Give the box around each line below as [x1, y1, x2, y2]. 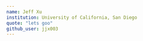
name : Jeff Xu [6, 8, 43, 15]
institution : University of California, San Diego [6, 14, 138, 20]
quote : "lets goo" [6, 20, 53, 26]
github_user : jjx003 [6, 25, 59, 32]
